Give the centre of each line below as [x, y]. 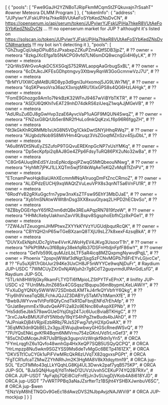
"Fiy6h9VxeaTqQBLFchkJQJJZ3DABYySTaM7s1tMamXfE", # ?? [71, 295]
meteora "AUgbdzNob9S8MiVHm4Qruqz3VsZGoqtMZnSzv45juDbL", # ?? [81, 135]
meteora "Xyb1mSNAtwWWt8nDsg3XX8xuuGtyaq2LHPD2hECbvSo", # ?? [81, 199]
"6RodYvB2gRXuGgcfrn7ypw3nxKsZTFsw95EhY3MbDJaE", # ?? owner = [81, 194]
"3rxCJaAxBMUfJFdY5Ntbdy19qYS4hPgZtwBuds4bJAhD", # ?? [71, 317]
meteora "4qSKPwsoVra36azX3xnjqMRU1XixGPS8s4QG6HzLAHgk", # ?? [81, 87]
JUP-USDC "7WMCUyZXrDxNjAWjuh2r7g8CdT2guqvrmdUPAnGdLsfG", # [82, 269]
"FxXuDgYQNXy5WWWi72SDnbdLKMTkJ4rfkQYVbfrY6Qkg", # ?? [74, 290]
